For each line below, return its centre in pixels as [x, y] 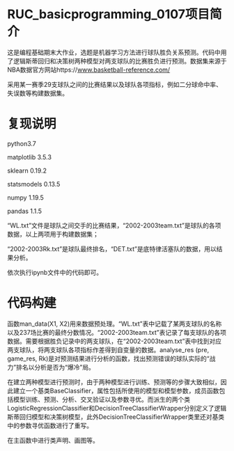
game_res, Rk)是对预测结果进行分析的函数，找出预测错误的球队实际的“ [109, 358]
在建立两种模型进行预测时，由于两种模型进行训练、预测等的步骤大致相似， [114, 382]
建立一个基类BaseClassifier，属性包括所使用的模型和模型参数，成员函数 [116, 390]
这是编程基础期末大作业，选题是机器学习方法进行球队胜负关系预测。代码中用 [117, 52]
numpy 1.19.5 [25, 197]
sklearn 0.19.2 [27, 171]
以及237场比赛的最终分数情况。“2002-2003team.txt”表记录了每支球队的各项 [117, 332]
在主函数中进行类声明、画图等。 [53, 440]
